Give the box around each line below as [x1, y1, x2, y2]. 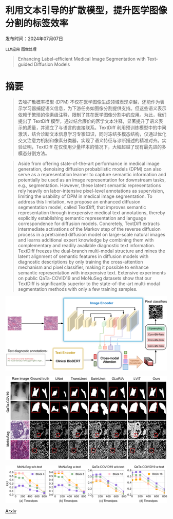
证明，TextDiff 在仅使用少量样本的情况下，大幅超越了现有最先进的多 [22, 143, 167, 150]
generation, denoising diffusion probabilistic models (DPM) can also [17, 165, 162, 172]
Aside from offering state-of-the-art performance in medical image [17, 160, 160, 166]
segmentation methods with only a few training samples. [17, 286, 138, 292]
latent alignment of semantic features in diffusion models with [17, 253, 149, 259]
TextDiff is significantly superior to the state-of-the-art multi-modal [17, 281, 160, 287]
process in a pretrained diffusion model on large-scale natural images [17, 231, 166, 237]
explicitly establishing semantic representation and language [17, 215, 146, 221]
